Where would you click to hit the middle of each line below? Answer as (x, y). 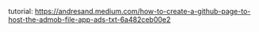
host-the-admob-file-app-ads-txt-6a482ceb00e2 (90, 20)
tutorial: (21, 11)
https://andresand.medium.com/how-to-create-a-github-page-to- (143, 11)
